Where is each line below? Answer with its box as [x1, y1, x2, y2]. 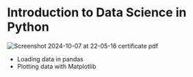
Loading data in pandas [16, 55, 84, 63]
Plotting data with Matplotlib [16, 62, 96, 70]
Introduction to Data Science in [7, 5, 187, 20]
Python [7, 19, 49, 35]
